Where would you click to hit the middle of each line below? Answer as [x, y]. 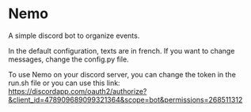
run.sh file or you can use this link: [64, 83]
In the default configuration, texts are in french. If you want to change [122, 50]
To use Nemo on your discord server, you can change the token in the [122, 74]
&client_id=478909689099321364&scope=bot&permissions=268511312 [125, 99]
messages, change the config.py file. [68, 59]
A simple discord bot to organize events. [74, 35]
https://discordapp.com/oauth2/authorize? [78, 91]
